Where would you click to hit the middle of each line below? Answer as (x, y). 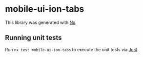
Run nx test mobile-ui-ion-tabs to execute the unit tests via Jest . (72, 49)
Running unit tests (33, 38)
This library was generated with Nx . (41, 22)
